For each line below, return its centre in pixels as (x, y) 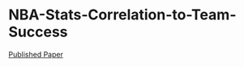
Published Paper (36, 54)
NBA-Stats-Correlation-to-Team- (122, 15)
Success (38, 32)
